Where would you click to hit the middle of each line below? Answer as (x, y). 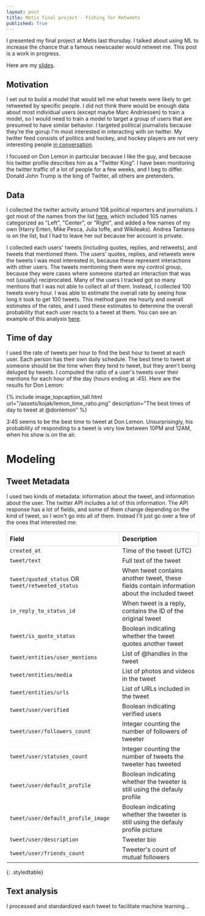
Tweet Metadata (38, 481)
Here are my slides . (31, 65)
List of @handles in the (155, 653)
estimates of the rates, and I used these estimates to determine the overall (100, 306)
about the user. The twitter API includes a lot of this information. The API (97, 503)
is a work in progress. (34, 54)
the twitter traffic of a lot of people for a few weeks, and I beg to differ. (95, 170)
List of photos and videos (158, 671)
